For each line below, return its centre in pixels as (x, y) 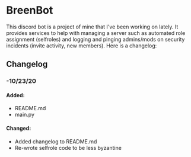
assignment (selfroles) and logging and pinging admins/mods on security (95, 39)
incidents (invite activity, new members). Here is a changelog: (82, 46)
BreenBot (30, 10)
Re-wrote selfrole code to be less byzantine (68, 148)
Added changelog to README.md (56, 141)
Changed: (19, 129)
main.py (24, 115)
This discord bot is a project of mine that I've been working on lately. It (92, 27)
